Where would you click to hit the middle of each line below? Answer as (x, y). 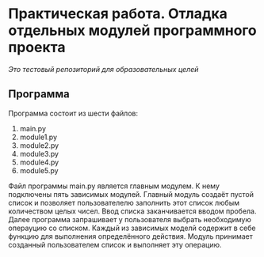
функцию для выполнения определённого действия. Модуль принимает (131, 236)
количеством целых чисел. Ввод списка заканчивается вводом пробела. (132, 211)
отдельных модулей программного (132, 30)
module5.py (39, 170)
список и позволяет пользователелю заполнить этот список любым (124, 202)
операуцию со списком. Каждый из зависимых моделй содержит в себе (132, 228)
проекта (37, 47)
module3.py (39, 153)
